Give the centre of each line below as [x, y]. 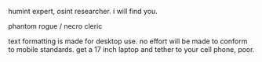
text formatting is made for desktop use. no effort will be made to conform [128, 41]
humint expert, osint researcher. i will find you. [83, 11]
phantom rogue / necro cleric [55, 26]
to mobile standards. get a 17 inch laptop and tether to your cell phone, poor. [131, 49]
